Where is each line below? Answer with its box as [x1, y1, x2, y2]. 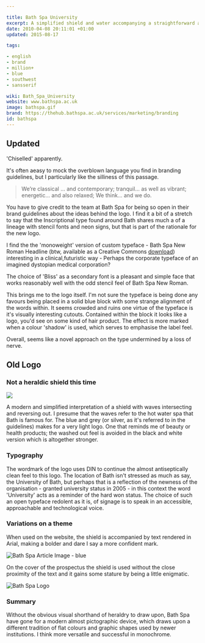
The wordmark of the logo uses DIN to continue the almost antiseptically [6, 465, 189, 472]
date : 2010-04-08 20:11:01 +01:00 [6, 26, 95, 32]
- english [6, 53, 32, 60]
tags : [6, 42, 20, 49]
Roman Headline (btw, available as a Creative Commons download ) [6, 247, 175, 255]
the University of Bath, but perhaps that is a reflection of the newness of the [6, 478, 198, 486]
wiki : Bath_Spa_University [6, 93, 75, 99]
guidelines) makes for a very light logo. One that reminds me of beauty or [6, 423, 191, 431]
